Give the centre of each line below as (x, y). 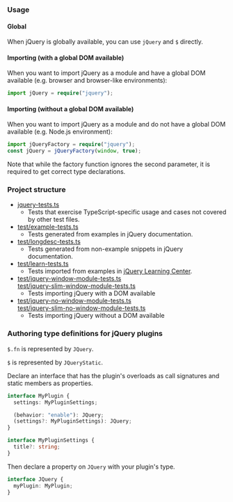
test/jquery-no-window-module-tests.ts (74, 301)
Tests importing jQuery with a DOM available (91, 293)
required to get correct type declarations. (66, 172)
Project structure (37, 190)
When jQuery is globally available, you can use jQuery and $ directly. (105, 42)
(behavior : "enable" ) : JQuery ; (59, 415)
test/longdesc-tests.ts (49, 242)
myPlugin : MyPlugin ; (43, 486)
